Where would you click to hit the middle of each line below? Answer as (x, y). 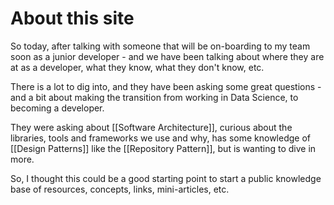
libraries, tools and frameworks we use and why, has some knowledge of (161, 138)
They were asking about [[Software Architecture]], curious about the (151, 127)
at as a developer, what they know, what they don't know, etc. (137, 67)
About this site (72, 18)
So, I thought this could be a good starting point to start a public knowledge (166, 178)
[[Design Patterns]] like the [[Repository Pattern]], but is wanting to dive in (163, 148)
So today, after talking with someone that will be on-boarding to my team (160, 46)
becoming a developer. (57, 108)
